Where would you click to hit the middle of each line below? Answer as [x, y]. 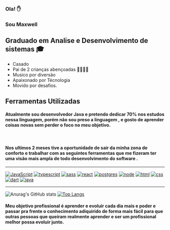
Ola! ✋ [13, 9]
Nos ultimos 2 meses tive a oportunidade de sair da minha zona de [76, 148]
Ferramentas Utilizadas [43, 101]
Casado [21, 64]
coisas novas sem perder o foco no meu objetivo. [58, 125]
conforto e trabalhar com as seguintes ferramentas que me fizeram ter [81, 153]
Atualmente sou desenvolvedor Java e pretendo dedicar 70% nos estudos [85, 114]
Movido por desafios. [35, 85]
